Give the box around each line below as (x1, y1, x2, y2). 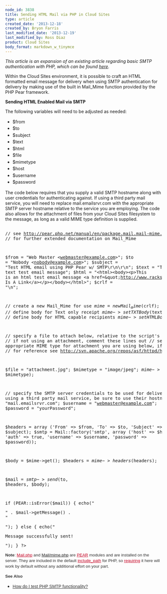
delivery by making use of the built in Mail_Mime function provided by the (5, 83, 156, 90)
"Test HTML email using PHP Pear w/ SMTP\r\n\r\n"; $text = (5, 264, 155, 270)
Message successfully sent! (5, 533, 74, 539)
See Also (5, 574, 23, 579)
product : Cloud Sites (5, 40, 50, 45)
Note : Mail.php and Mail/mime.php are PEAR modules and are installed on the (5, 552, 150, 558)
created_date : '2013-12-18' (5, 21, 64, 26)
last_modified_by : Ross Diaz (5, 35, 66, 40)
